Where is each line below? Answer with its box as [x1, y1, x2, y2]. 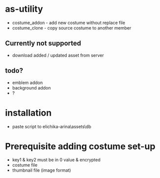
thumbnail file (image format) [12, 167, 71, 173]
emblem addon [12, 80, 43, 86]
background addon [12, 85, 51, 90]
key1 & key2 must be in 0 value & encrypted [12, 157, 101, 163]
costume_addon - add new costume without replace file [12, 20, 125, 26]
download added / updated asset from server [12, 52, 104, 58]
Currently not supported [5, 39, 81, 48]
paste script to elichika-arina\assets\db [12, 123, 92, 129]
